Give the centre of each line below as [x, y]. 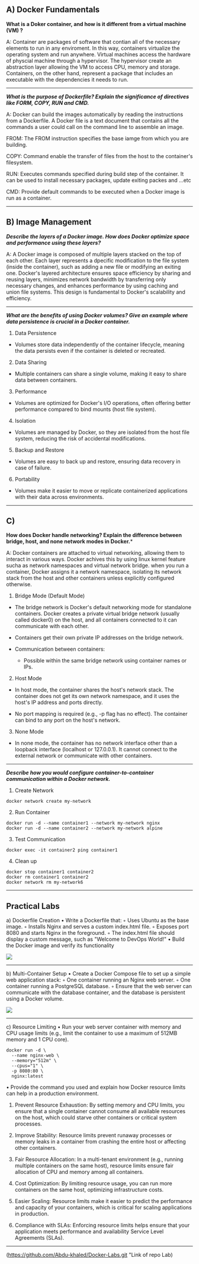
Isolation [25, 420]
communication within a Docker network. [58, 779]
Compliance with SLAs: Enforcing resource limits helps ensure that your [102, 1226]
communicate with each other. [52, 626]
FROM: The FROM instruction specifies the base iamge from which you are [97, 138]
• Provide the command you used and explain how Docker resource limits [96, 1087]
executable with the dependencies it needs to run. [67, 79]
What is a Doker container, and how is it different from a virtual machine [96, 24]
